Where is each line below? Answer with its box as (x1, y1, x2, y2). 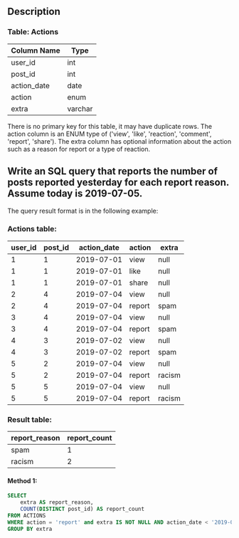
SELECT (7, 492, 27, 500)
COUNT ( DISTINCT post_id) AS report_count (20, 505, 144, 513)
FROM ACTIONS (7, 512, 46, 519)
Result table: (7, 414, 52, 424)
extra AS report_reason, (20, 499, 94, 506)
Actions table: (7, 224, 57, 234)
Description (7, 6, 60, 18)
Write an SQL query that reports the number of (7, 165, 218, 177)
